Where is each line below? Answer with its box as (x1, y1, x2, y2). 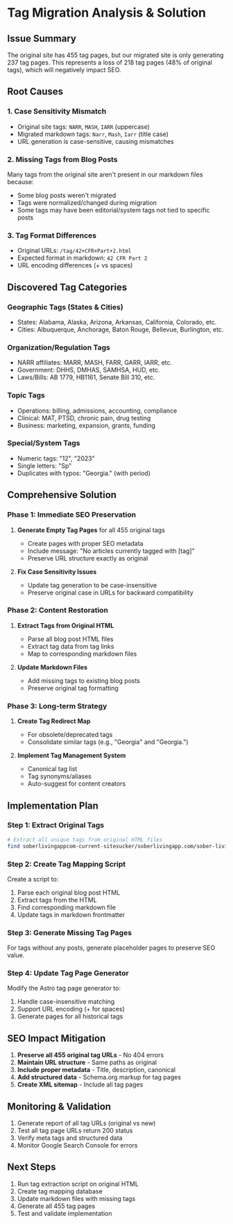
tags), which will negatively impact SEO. (7, 66, 121, 74)
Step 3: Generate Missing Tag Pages (7, 927, 132, 937)
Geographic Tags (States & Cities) (7, 302, 123, 312)
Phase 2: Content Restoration (7, 606, 109, 615)
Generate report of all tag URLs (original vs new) (17, 1119, 156, 1127)
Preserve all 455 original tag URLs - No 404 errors (17, 1051, 164, 1059)
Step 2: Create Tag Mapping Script (7, 859, 126, 869)
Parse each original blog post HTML (17, 888, 121, 897)
